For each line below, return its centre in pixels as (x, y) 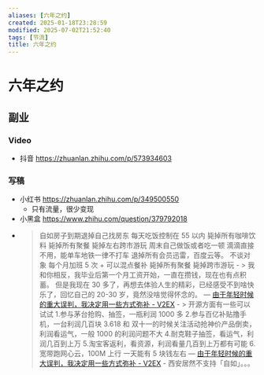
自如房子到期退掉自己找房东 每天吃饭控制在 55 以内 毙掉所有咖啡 (144, 236)
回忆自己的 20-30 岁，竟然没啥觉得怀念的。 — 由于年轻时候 (157, 295)
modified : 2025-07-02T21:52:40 (59, 30)
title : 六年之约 (32, 45)
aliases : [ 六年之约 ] (39, 15)
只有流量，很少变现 (63, 209)
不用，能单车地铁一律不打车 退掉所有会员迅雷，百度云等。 (134, 256)
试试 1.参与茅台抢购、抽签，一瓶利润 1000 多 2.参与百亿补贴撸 (139, 314)
